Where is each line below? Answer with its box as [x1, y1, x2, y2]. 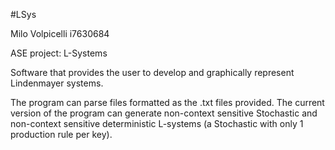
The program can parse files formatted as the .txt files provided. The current [10, 97, 325, 108]
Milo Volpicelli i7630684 [10, 28, 110, 39]
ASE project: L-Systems [10, 47, 108, 59]
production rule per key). [10, 129, 113, 140]
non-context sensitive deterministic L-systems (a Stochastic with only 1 [10, 118, 304, 129]
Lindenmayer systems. [10, 77, 104, 89]
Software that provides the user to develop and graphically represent [10, 67, 295, 78]
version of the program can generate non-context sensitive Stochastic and [10, 107, 318, 119]
